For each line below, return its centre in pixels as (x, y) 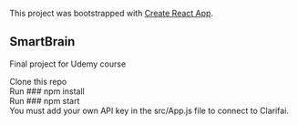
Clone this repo (38, 81)
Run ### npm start (45, 100)
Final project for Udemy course (68, 64)
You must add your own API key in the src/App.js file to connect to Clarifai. (149, 110)
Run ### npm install (47, 91)
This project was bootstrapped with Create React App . (112, 13)
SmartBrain (42, 42)
